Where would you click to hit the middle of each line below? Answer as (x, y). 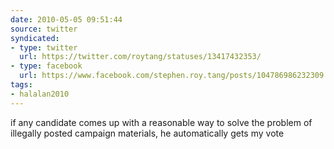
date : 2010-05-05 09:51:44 (66, 19)
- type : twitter (44, 47)
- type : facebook (46, 66)
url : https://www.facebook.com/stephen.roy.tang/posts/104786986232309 (172, 76)
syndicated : (35, 38)
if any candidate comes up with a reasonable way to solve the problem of (161, 122)
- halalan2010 (40, 94)
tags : (21, 85)
